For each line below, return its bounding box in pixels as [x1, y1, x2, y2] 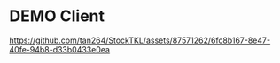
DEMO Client [9, 6, 105, 26]
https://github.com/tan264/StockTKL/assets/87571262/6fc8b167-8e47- [9, 35, 271, 45]
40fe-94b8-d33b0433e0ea [9, 44, 111, 54]
